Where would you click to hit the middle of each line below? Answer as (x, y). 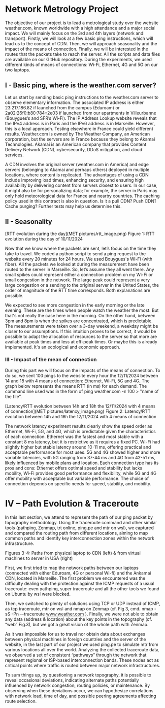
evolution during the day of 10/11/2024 (44, 239)
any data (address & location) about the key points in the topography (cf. (79, 619)
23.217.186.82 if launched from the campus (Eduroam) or (62, 107)
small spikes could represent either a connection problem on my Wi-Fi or (79, 274)
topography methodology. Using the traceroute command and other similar (81, 522)
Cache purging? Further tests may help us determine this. (64, 206)
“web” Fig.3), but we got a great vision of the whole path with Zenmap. (77, 624)
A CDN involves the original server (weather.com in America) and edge (77, 164)
